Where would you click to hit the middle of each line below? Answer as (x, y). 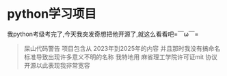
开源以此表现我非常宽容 (57, 65)
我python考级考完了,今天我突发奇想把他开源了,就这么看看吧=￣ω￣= (103, 34)
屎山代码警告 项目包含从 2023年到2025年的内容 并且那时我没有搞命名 (122, 48)
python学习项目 (52, 14)
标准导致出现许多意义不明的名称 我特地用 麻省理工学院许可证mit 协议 (120, 57)
